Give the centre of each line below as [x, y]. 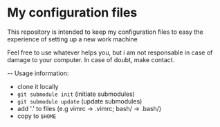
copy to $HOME [37, 116]
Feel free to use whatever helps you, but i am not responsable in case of [110, 52]
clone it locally [38, 86]
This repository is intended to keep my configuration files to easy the [105, 32]
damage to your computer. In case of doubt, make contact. [91, 59]
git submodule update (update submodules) [80, 101]
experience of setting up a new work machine [73, 39]
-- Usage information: [38, 73]
